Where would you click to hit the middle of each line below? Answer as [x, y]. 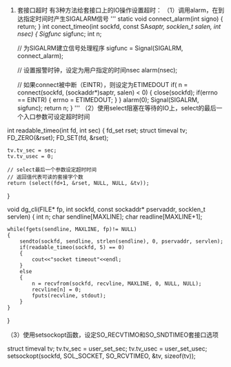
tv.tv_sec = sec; [32, 150]
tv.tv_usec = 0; [30, 157]
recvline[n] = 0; [57, 290]
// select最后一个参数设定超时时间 [52, 170]
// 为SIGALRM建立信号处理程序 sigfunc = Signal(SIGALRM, [100, 48]
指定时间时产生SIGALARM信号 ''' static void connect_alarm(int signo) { [123, 19]
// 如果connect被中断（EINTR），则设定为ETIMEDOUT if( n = [102, 85]
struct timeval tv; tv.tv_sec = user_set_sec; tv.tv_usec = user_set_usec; [107, 348]
